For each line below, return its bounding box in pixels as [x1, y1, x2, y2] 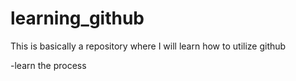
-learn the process [10, 59, 87, 71]
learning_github [10, 7, 145, 30]
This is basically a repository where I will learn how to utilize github [10, 40, 287, 52]
